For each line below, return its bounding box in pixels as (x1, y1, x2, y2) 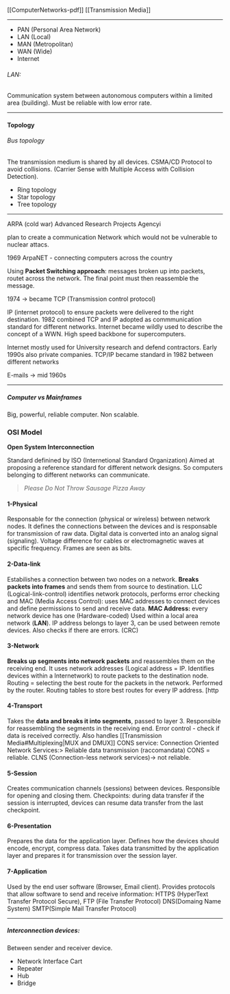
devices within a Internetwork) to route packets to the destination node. (7, 671, 209, 680)
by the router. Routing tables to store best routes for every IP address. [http (7, 686, 219, 694)
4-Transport (7, 701, 43, 710)
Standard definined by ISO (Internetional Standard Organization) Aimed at (7, 456, 215, 464)
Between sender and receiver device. (7, 943, 113, 952)
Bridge (16, 979, 36, 987)
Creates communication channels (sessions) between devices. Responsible (7, 784, 220, 793)
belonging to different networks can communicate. (7, 471, 150, 479)
